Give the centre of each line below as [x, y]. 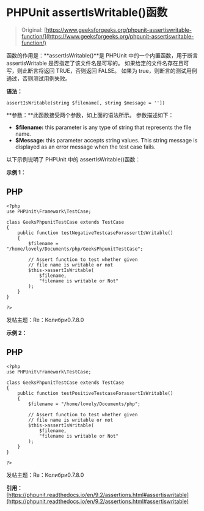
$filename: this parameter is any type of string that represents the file [103, 127]
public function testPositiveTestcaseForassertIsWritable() [95, 393]
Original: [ [34, 30]
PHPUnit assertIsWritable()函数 [87, 13]
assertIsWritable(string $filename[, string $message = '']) [86, 103]
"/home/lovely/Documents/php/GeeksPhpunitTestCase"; [75, 249]
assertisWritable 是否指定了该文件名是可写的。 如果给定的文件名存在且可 [98, 63]
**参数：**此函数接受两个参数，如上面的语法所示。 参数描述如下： [90, 115]
